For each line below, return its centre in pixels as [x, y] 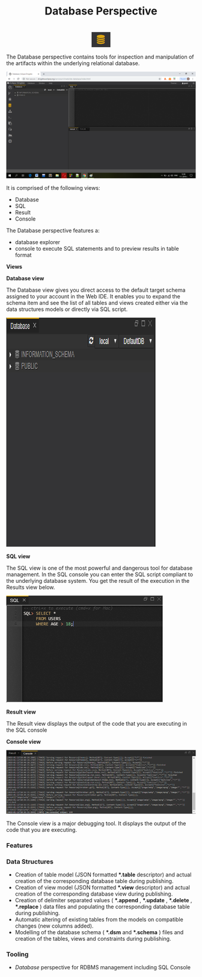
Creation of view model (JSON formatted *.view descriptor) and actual [103, 888]
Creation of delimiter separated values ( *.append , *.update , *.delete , [103, 900]
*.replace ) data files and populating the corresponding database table [103, 907]
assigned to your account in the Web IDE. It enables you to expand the [93, 297]
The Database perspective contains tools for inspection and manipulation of [100, 57]
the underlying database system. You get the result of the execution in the [98, 581]
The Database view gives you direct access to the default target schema [96, 290]
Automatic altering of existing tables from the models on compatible [99, 920]
